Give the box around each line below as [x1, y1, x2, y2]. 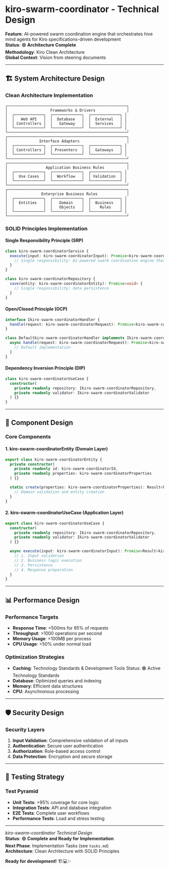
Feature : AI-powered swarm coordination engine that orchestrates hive [5, 31, 153, 37]
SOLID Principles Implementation [5, 225, 88, 232]
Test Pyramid [5, 788, 39, 795]
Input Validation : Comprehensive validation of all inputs [12, 737, 128, 743]
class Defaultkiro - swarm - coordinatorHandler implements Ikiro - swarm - [5, 335, 154, 340]
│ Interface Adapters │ [5, 138, 129, 144]
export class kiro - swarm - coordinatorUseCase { [5, 520, 105, 526]
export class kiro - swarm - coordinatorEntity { [5, 457, 102, 462]
